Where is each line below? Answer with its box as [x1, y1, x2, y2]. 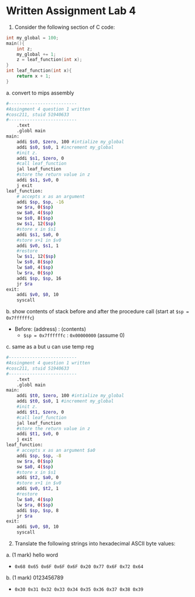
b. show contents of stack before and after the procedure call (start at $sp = [6, 308, 189, 315]
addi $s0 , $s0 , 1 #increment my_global [16, 144, 114, 150]
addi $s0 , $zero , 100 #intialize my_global [16, 139, 125, 145]
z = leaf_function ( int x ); [16, 57, 83, 63]
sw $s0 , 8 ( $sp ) [16, 216, 54, 222]
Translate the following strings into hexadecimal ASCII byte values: [14, 540, 176, 547]
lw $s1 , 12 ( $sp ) [16, 254, 57, 260]
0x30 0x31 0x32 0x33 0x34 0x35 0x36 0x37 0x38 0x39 [14, 586, 143, 593]
